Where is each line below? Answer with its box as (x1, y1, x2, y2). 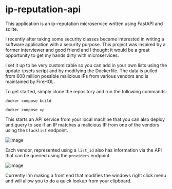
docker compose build (5, 98, 52, 103)
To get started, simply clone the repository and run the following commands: (5, 88, 167, 94)
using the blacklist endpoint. (5, 127, 68, 133)
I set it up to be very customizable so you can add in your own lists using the (5, 62, 167, 68)
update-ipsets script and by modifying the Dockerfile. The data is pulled (5, 68, 158, 74)
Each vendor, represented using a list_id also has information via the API (5, 147, 162, 153)
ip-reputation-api (5, 4, 81, 15)
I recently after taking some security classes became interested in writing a (5, 36, 164, 42)
